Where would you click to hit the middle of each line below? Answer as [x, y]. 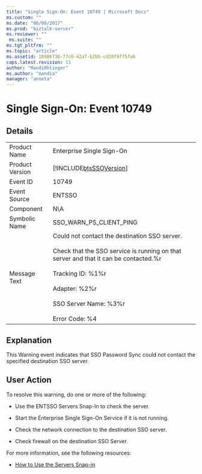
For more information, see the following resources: [69, 453]
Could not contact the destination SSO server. [117, 236]
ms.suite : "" [25, 40]
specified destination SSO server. [47, 361]
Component [26, 209]
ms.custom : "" [24, 17]
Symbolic [23, 219]
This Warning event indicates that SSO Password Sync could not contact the [101, 354]
